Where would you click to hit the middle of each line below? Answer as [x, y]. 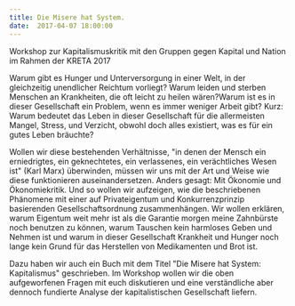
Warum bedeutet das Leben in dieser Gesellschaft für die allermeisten [137, 116]
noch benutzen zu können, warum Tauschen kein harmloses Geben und [141, 227]
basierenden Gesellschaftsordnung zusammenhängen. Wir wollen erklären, [147, 208]
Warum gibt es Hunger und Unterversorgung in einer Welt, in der [128, 77]
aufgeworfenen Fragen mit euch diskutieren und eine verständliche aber [141, 282]
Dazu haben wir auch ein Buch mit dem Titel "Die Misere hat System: [135, 263]
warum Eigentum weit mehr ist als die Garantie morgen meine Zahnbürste [144, 218]
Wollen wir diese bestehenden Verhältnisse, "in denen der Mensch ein [138, 151]
